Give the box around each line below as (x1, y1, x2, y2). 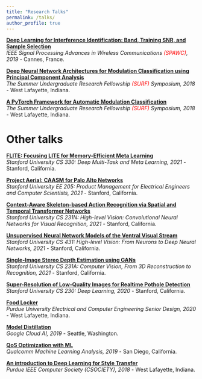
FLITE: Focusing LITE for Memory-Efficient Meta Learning (6, 152, 154, 160)
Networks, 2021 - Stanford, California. (6, 245, 101, 252)
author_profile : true (6, 20, 61, 26)
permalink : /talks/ (6, 14, 55, 20)
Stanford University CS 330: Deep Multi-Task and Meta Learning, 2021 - (6, 158, 186, 166)
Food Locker (6, 299, 38, 306)
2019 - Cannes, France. (6, 55, 65, 63)
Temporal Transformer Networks (6, 207, 90, 215)
